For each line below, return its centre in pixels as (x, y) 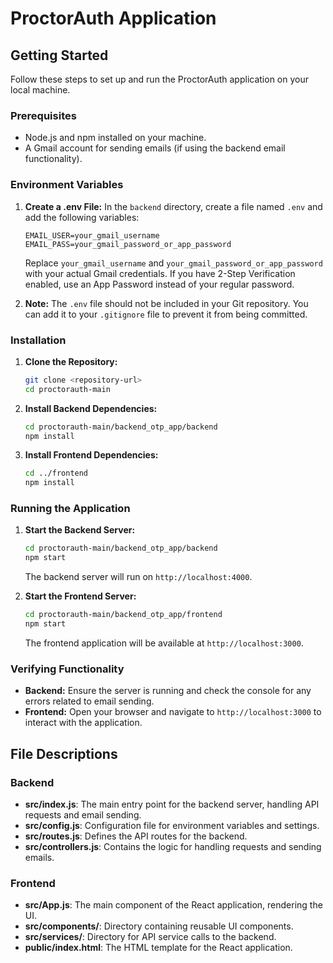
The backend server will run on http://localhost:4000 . (138, 577)
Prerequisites (43, 115)
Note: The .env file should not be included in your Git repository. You (166, 303)
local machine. (40, 90)
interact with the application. (83, 723)
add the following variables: (82, 217)
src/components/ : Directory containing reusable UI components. (159, 926)
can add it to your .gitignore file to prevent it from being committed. (166, 314)
